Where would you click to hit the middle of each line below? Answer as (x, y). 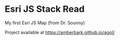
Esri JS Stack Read (45, 9)
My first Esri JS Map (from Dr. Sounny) (45, 23)
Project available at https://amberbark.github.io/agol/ (60, 32)
